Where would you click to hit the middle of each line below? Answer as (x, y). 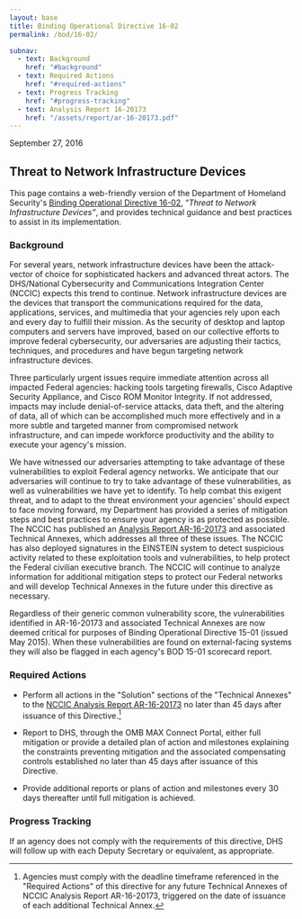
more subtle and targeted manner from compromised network (124, 426)
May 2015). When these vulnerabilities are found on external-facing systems (151, 642)
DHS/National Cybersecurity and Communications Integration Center (137, 284)
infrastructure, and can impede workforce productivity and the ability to (142, 435)
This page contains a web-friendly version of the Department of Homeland (147, 194)
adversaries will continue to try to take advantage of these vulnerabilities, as (151, 482)
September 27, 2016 (46, 143)
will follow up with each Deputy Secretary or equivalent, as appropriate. (142, 851)
